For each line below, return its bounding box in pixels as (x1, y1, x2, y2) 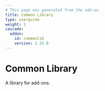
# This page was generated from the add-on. (5, 7, 101, 13)
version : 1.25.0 (14, 41, 49, 46)
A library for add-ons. (5, 80, 51, 86)
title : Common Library (5, 12, 53, 17)
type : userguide (5, 17, 40, 22)
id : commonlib (14, 36, 44, 41)
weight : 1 (5, 21, 26, 27)
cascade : (5, 27, 24, 32)
